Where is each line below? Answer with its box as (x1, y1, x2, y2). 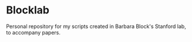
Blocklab (6, 3, 50, 17)
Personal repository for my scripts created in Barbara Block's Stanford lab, (6, 23, 186, 30)
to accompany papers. (6, 29, 60, 36)
